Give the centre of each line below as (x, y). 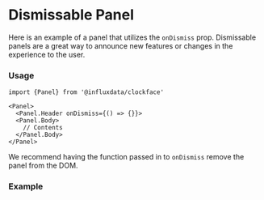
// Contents (43, 128)
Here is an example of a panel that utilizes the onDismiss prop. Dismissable (132, 37)
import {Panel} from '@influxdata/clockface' (86, 92)
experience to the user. (47, 54)
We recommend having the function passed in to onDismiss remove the (126, 157)
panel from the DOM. (43, 166)
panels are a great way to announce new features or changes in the (121, 45)
